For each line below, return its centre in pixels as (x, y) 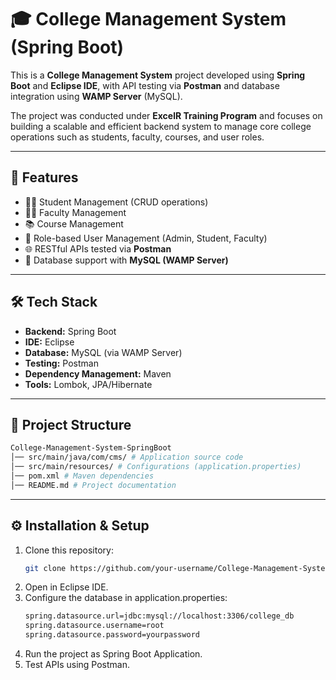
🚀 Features (44, 177)
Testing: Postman (61, 363)
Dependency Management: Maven (98, 373)
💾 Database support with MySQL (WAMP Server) (126, 260)
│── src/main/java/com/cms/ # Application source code (127, 457)
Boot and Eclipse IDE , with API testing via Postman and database (145, 85)
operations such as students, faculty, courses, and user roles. (137, 137)
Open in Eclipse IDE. (66, 587)
